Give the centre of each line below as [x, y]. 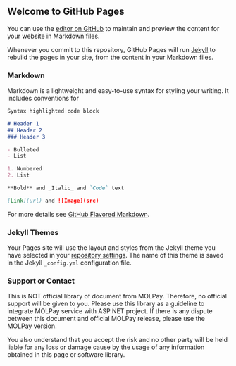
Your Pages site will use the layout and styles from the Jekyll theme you [112, 248]
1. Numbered [25, 169]
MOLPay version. [32, 326]
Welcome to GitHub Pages [66, 12]
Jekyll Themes [33, 232]
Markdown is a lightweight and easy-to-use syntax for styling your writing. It [118, 91]
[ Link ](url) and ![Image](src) [53, 201]
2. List [19, 175]
